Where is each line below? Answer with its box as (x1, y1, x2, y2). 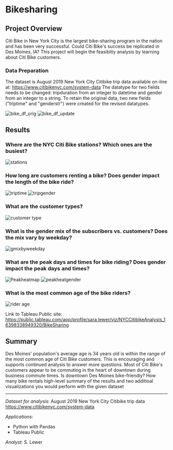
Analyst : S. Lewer (5, 439, 43, 445)
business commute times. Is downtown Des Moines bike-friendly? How (5, 372, 156, 379)
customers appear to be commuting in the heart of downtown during (5, 367, 151, 373)
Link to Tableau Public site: (5, 311, 63, 317)
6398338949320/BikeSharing (5, 322, 69, 328)
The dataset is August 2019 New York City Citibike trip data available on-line (5, 79, 167, 85)
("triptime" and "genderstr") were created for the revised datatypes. (5, 100, 150, 107)
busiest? (5, 147, 28, 154)
